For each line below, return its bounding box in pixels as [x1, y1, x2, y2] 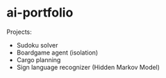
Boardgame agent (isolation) [16, 48, 99, 57]
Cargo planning [16, 55, 61, 64]
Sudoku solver [16, 41, 58, 49]
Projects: [6, 28, 32, 36]
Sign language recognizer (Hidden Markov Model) [16, 63, 160, 71]
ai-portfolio [6, 5, 74, 21]
